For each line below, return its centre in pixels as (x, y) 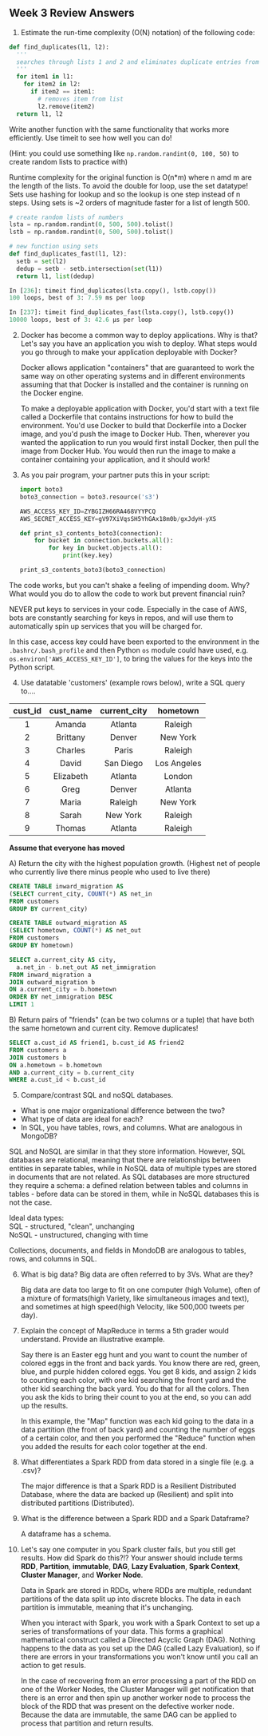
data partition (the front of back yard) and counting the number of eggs (138, 1430)
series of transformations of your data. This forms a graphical (122, 1631)
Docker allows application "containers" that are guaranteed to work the (137, 367)
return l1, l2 (39, 114)
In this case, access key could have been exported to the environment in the (134, 642)
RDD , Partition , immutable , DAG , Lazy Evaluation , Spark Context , (130, 1567)
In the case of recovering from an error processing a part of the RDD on (138, 1681)
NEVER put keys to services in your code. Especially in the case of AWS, (128, 609)
